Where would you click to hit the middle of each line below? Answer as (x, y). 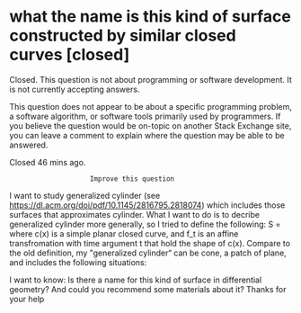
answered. (29, 145)
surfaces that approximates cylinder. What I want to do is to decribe (135, 214)
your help (27, 299)
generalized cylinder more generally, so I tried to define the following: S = (145, 224)
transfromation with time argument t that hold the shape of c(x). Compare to (150, 243)
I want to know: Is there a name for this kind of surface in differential (136, 280)
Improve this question (132, 179)
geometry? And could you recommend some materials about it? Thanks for (148, 289)
